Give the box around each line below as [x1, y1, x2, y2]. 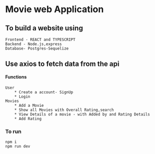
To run [5, 128, 22, 135]
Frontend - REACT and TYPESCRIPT [5, 37, 76, 42]
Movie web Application [5, 4, 104, 15]
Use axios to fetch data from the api [5, 60, 120, 68]
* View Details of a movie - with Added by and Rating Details [14, 111, 150, 117]
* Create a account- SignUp [14, 90, 73, 95]
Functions [5, 73, 27, 80]
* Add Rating [14, 116, 42, 121]
